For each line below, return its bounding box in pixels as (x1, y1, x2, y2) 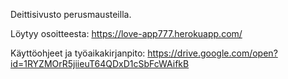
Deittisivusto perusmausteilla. (10, 9, 132, 20)
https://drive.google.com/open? (147, 47, 278, 59)
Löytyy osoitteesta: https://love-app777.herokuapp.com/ (10, 28, 243, 39)
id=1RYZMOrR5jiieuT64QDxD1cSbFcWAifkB (10, 58, 190, 69)
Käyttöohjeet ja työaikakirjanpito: (10, 47, 146, 59)
